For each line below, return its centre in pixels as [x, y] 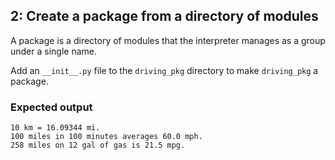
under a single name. [54, 51]
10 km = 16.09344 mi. [55, 128]
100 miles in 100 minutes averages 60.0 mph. [106, 137]
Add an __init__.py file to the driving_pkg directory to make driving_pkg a [164, 70]
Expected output [51, 107]
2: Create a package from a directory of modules [164, 16]
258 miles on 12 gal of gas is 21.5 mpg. [98, 145]
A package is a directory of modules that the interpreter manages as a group [168, 40]
